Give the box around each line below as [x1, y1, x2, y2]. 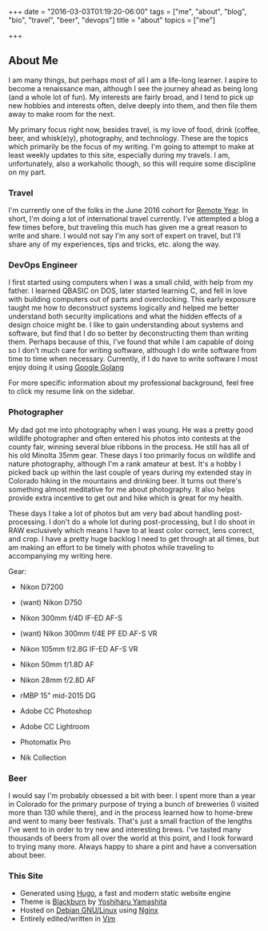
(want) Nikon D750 [19, 597, 82, 607]
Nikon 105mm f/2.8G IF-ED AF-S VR [19, 644, 138, 653]
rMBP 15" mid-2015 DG [19, 690, 96, 700]
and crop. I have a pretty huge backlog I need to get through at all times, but [8, 534, 259, 544]
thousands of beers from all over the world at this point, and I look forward [8, 833, 254, 843]
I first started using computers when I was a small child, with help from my [8, 278, 254, 287]
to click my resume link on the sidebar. [8, 387, 136, 396]
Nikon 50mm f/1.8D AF [19, 660, 94, 669]
